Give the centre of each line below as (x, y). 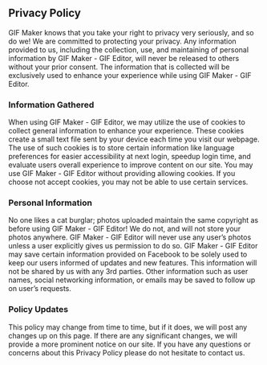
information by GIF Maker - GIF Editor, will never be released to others (124, 58)
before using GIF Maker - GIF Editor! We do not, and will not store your (125, 229)
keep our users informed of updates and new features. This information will (133, 263)
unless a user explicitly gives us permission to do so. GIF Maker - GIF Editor (133, 246)
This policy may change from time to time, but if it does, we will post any (128, 327)
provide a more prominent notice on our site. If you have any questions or (129, 344)
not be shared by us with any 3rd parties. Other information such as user (128, 272)
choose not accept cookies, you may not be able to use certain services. (128, 182)
